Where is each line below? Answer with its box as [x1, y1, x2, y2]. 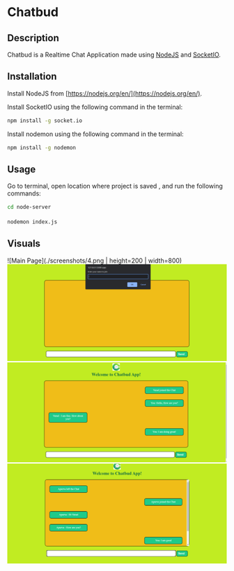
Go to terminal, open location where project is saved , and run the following [7, 182, 223, 191]
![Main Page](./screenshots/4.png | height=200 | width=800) [7, 256, 182, 265]
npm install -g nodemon [7, 144, 77, 151]
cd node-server [7, 204, 52, 211]
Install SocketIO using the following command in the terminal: [7, 103, 183, 111]
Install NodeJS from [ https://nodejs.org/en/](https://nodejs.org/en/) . [7, 89, 203, 98]
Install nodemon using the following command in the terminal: [7, 130, 184, 138]
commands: [7, 189, 42, 198]
